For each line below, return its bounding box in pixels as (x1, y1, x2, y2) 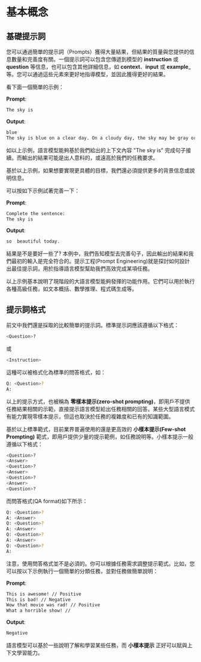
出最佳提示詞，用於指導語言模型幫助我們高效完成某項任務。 (6, 265, 153, 273)
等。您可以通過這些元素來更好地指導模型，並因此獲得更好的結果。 (6, 71, 169, 78)
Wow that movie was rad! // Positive (6, 602, 100, 608)
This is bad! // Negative (6, 597, 71, 603)
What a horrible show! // (6, 607, 71, 614)
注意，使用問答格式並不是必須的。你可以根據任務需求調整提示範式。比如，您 (6, 560, 195, 567)
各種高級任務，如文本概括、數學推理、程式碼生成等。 (6, 285, 138, 292)
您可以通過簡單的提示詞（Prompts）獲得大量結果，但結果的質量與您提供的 (6, 49, 190, 55)
